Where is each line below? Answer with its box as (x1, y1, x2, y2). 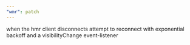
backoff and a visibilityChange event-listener (6, 31, 118, 39)
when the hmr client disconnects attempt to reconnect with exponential (6, 25, 185, 32)
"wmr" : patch (6, 8, 39, 15)
